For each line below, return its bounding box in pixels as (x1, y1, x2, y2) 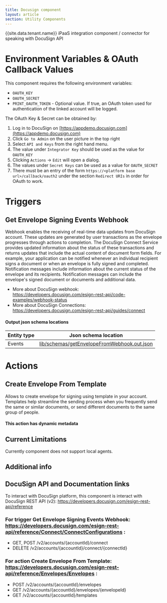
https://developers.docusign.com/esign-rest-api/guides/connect (12, 308, 146, 314)
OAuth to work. (12, 178, 44, 184)
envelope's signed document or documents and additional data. (5, 277, 136, 283)
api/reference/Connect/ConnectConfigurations (5, 529, 123, 536)
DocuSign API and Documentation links (5, 480, 130, 488)
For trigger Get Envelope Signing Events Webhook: (5, 516, 131, 523)
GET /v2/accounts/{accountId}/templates (12, 592, 98, 598)
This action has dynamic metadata (5, 421, 78, 427)
